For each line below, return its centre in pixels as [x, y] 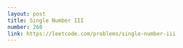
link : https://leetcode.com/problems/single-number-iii [91, 34]
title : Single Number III [45, 20]
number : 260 [25, 27]
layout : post [27, 14]
